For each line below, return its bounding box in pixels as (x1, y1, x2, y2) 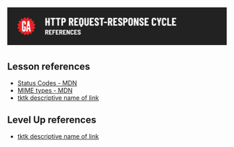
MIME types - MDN (17, 87, 73, 95)
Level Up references (7, 114, 97, 126)
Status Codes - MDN (17, 79, 77, 87)
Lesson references (7, 60, 91, 72)
